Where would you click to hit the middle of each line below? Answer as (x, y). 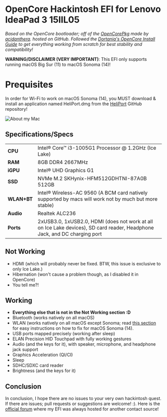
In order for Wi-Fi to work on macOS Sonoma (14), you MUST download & (81, 98)
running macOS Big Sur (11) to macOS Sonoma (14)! (58, 64)
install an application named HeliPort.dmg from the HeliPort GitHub (74, 104)
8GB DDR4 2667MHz (63, 162)
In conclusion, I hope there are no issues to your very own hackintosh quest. (83, 399)
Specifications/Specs (39, 134)
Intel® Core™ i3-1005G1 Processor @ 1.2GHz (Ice (97, 148)
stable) (46, 205)
